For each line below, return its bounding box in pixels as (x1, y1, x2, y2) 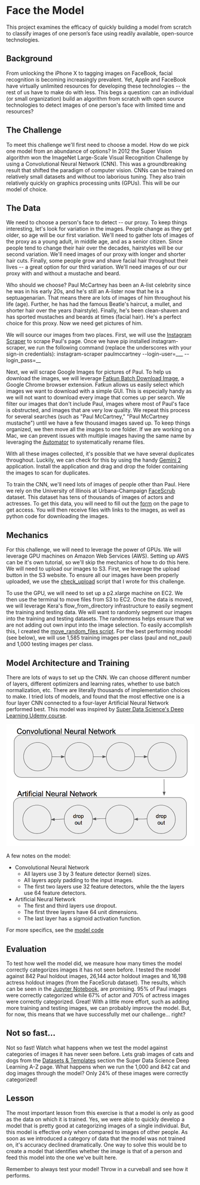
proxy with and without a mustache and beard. (6, 270, 121, 277)
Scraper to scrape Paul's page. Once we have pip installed (6, 338, 150, 345)
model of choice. (6, 185, 48, 193)
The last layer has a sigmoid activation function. (23, 915, 141, 922)
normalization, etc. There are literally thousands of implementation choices (6, 687, 190, 693)
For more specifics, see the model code (6, 927, 104, 934)
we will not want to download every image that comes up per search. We (6, 394, 186, 401)
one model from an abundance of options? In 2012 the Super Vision (6, 148, 172, 155)
